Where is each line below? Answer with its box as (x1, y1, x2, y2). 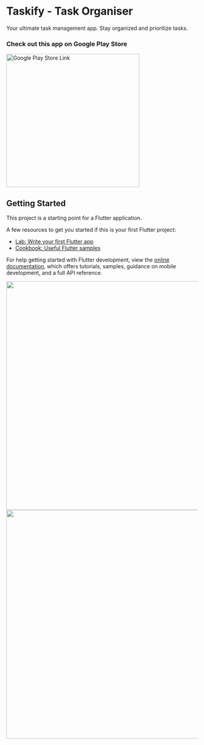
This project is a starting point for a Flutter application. (6, 215, 142, 222)
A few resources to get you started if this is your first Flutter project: (6, 226, 176, 233)
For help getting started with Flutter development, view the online (6, 256, 170, 263)
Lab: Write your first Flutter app (15, 238, 94, 245)
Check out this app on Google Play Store (6, 40, 127, 48)
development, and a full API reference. (6, 269, 103, 277)
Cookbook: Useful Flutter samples (15, 244, 101, 252)
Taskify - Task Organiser (6, 4, 134, 18)
